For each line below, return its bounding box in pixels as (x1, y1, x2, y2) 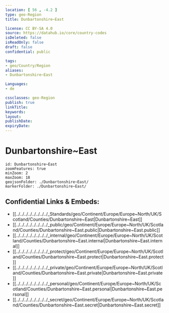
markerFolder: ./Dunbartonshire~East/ (5, 183, 87, 189)
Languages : (5, 82, 28, 87)
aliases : (5, 68, 24, 73)
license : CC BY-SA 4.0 (5, 26, 53, 31)
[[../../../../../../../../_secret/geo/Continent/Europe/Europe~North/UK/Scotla (12, 296, 164, 302)
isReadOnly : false (5, 40, 44, 45)
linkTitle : (5, 104, 28, 110)
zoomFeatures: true (5, 166, 46, 171)
